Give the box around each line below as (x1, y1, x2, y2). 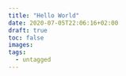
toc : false (8, 33, 44, 42)
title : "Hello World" (8, 11, 80, 20)
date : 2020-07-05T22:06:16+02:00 (8, 19, 119, 27)
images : (8, 41, 34, 49)
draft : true (8, 26, 48, 34)
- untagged (15, 56, 52, 64)
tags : (8, 48, 26, 56)
